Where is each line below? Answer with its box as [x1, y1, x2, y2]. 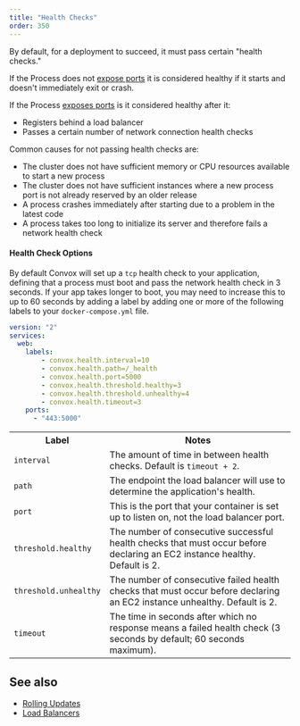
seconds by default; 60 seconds [109, 633, 246, 646]
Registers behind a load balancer [21, 117, 145, 128]
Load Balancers [21, 707, 80, 719]
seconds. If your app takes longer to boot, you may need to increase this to [9, 287, 286, 297]
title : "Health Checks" [9, 13, 98, 22]
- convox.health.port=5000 [41, 372, 142, 381]
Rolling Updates [21, 698, 81, 709]
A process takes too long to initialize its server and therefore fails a [21, 218, 268, 229]
